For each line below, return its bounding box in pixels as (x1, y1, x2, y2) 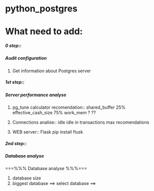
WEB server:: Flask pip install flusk (12, 129, 83, 135)
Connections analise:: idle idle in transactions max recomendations (12, 119, 150, 125)
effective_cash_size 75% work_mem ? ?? (12, 110, 96, 116)
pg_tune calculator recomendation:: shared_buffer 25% (12, 104, 126, 110)
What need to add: (5, 26, 83, 37)
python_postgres (5, 3, 78, 14)
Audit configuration (5, 55, 47, 61)
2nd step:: (5, 140, 27, 146)
